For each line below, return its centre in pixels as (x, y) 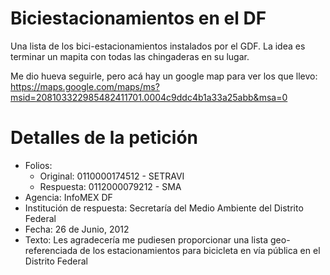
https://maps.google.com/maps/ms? (85, 86)
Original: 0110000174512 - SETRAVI (112, 176)
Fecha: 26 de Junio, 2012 (77, 229)
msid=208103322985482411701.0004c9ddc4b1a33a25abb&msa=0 (149, 97)
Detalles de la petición (104, 138)
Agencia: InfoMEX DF (68, 197)
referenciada (51, 250)
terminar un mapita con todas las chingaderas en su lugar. (130, 56)
